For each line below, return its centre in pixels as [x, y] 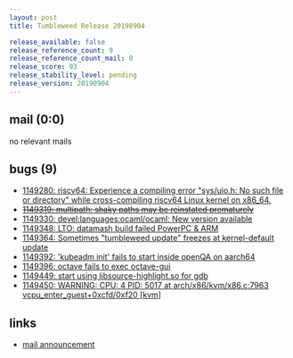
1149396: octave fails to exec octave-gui [96, 266]
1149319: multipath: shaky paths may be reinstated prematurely [138, 210]
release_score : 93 [43, 67]
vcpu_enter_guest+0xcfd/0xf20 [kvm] [92, 295]
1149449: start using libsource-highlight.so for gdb [115, 276]
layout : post [33, 17]
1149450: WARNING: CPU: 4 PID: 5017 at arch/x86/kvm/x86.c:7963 [145, 286]
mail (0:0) [37, 120]
